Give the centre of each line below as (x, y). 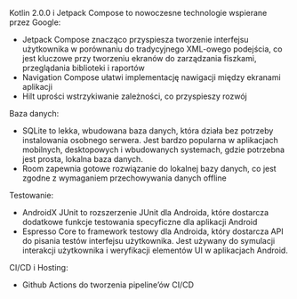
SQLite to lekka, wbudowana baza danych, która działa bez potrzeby (148, 131)
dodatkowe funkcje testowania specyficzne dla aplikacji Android (140, 222)
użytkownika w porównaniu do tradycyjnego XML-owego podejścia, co (152, 49)
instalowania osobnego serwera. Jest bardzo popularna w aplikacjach (150, 140)
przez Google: (35, 22)
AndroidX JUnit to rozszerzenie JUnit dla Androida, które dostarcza (145, 212)
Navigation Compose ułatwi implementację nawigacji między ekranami (152, 77)
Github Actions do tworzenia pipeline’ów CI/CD (108, 285)
